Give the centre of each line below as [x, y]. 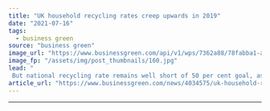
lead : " [21, 68]
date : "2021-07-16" [41, 23]
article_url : [30, 83]
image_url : [27, 53]
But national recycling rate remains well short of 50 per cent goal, [132, 76]
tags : [17, 31]
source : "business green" [51, 46]
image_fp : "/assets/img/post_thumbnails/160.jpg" [93, 61]
